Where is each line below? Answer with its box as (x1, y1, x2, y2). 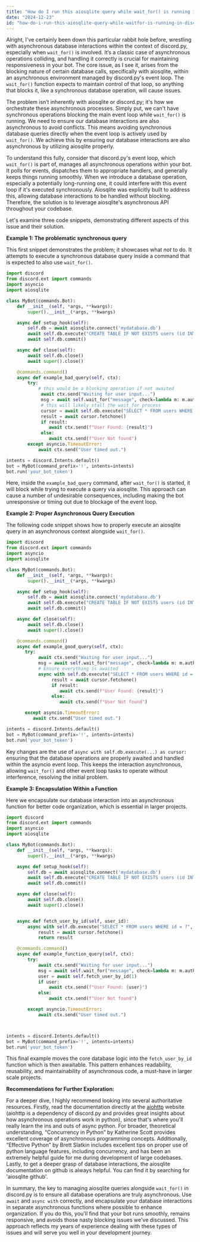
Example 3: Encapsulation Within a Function (6, 785, 118, 792)
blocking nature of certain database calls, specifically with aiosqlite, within (6, 68, 189, 75)
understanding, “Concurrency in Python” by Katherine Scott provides (6, 1129, 176, 1136)
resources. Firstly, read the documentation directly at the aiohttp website (6, 1104, 185, 1111)
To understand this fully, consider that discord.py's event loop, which (6, 155, 176, 162)
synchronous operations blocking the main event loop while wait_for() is (6, 111, 186, 118)
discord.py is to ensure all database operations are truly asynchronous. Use (6, 1191, 192, 1198)
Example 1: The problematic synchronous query (6, 235, 127, 242)
